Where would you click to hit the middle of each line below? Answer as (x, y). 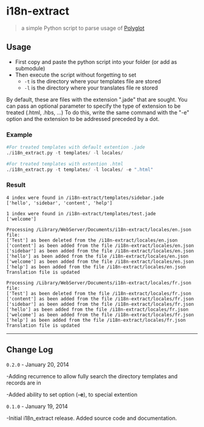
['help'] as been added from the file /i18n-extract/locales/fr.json (96, 320)
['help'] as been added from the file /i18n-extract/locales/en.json (96, 267)
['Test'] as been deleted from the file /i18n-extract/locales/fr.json (99, 293)
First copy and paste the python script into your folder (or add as (96, 61)
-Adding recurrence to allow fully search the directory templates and (92, 376)
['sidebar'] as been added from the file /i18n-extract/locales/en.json (100, 251)
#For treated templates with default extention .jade (76, 147)
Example (19, 134)
